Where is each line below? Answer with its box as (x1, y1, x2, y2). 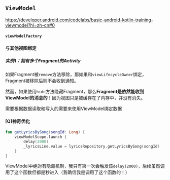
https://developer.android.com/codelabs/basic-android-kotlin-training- (5, 17, 154, 23)
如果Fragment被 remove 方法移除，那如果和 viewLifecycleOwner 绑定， (5, 71, 147, 77)
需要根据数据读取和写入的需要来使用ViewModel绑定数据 (5, 105, 122, 112)
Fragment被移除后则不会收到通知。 (5, 78, 79, 84)
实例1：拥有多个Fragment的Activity (5, 57, 81, 63)
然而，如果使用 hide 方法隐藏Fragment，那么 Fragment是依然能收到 (5, 88, 144, 94)
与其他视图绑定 (5, 45, 37, 51)
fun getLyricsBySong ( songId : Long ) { (5, 130, 85, 135)
